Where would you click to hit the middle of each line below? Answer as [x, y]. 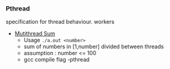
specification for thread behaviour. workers [60, 22]
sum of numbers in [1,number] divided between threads [94, 46]
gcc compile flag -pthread [57, 60]
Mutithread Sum [35, 34]
